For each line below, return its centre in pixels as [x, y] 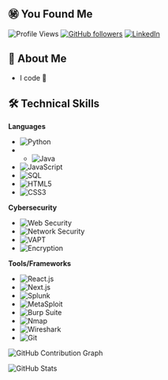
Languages [27, 127]
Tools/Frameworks [40, 264]
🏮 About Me [37, 59]
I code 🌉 [33, 78]
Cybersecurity [33, 207]
